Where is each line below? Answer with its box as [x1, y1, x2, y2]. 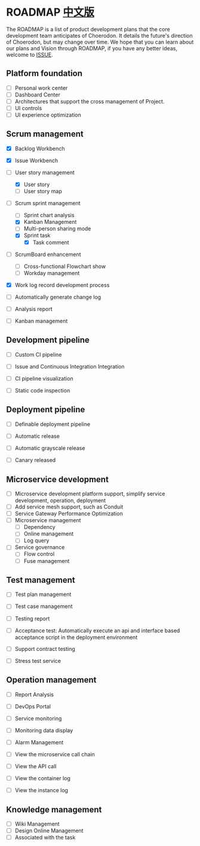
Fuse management [23, 557, 70, 564]
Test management [6, 575, 76, 585]
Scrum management [6, 129, 84, 139]
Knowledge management [6, 804, 102, 814]
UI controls [14, 104, 42, 111]
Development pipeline [6, 335, 90, 345]
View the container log [14, 775, 70, 781]
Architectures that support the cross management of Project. [14, 98, 165, 105]
